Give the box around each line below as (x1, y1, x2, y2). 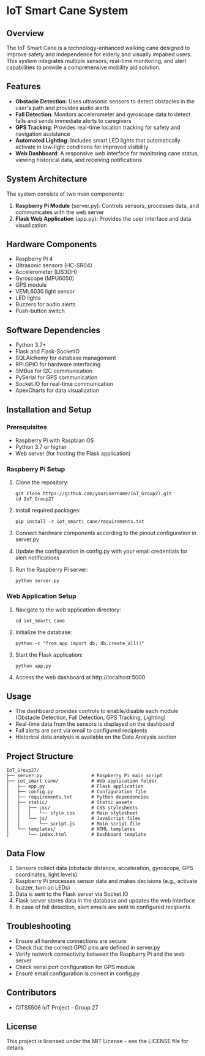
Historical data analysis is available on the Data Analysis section (15, 733, 177, 740)
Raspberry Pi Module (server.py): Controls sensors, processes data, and (15, 202, 199, 209)
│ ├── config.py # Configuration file (6, 789, 147, 795)
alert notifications (15, 554, 60, 561)
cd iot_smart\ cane (15, 618, 65, 624)
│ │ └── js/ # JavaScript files (6, 816, 141, 822)
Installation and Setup (6, 404, 92, 415)
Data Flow (6, 848, 45, 858)
